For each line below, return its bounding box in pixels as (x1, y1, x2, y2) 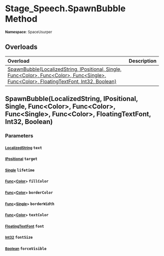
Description (128, 57, 157, 64)
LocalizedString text (5, 145, 42, 150)
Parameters (5, 132, 33, 139)
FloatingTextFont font (5, 224, 44, 229)
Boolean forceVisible (5, 246, 47, 251)
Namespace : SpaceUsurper (5, 29, 52, 34)
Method (5, 13, 38, 25)
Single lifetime (5, 168, 35, 173)
